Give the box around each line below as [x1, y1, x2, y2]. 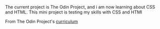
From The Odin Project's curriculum [5, 19, 78, 24]
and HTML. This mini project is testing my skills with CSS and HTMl [5, 9, 142, 15]
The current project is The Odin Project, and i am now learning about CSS [5, 4, 155, 10]
